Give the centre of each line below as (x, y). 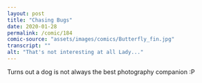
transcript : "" (29, 46)
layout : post (26, 13)
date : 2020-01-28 (32, 26)
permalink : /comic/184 (40, 33)
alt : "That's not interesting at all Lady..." (75, 53)
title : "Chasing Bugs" (40, 20)
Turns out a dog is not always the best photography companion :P (101, 72)
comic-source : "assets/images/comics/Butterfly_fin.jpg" (91, 39)
